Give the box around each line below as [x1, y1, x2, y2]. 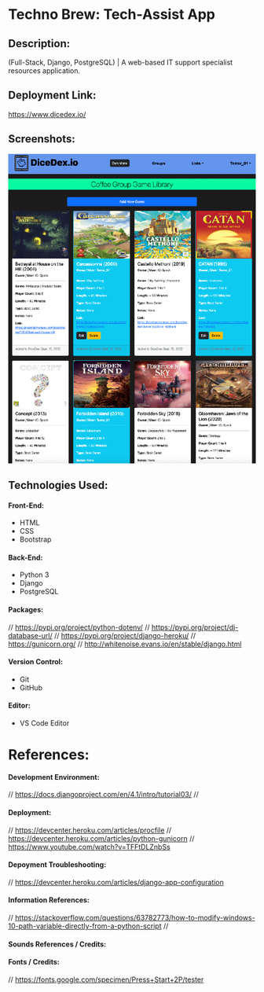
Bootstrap [19, 535, 52, 544]
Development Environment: [8, 772, 100, 781]
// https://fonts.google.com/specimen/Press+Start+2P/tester [8, 975, 204, 984]
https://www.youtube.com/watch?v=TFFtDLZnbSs [8, 842, 170, 851]
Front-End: [8, 501, 45, 510]
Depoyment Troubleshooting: [8, 860, 107, 869]
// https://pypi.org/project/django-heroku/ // [53, 630, 196, 640]
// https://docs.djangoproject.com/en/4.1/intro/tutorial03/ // [8, 790, 199, 799]
